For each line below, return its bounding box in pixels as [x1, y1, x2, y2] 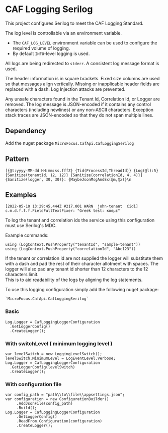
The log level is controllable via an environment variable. [5, 30, 122, 36]
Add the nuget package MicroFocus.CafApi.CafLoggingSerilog [5, 140, 134, 146]
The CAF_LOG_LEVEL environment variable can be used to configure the [12, 39, 157, 46]
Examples [5, 190, 37, 199]
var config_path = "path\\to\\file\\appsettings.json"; [5, 392, 125, 397]
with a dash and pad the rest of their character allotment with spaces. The [5, 261, 158, 267]
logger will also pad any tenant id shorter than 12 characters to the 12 [5, 266, 148, 272]
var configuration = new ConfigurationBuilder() [5, 397, 109, 402]
